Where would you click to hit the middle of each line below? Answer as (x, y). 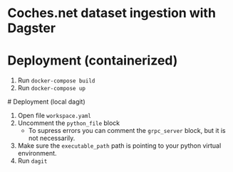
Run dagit (32, 161)
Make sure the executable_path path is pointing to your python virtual (119, 146)
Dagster (31, 28)
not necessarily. (52, 138)
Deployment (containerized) (93, 61)
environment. (37, 154)
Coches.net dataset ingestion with (112, 13)
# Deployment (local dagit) (46, 102)
